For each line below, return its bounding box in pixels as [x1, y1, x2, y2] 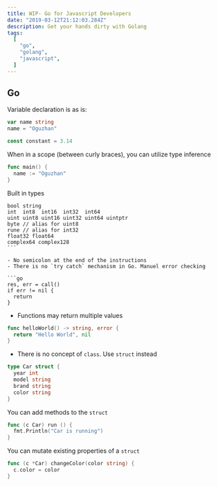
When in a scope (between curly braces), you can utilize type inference [7, 150, 211, 159]
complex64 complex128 [7, 239, 70, 245]
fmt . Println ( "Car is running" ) [13, 428, 104, 435]
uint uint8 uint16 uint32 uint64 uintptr [7, 214, 129, 221]
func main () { [7, 164, 48, 171]
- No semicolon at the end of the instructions [7, 256, 147, 263]
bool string [7, 202, 42, 209]
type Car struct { [7, 364, 60, 371]
